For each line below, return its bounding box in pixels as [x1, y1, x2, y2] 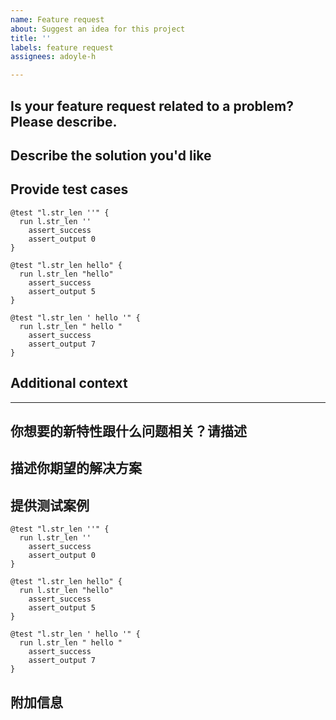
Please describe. [10, 113, 118, 130]
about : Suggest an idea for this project [10, 24, 186, 34]
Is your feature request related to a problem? [10, 97, 294, 115]
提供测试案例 [10, 497, 90, 514]
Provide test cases [10, 181, 129, 198]
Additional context [10, 375, 128, 392]
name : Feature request [10, 14, 105, 25]
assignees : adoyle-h [10, 52, 97, 62]
